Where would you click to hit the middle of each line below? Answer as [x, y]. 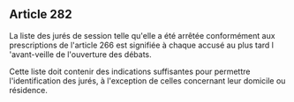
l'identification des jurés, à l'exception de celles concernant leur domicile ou [147, 80]
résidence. [29, 90]
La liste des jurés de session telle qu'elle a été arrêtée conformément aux [142, 35]
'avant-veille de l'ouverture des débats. [80, 54]
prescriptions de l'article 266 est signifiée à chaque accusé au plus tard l [141, 45]
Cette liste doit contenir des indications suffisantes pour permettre [130, 71]
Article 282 [41, 15]
